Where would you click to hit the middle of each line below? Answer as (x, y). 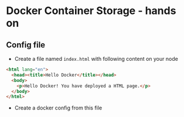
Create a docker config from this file (58, 108)
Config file (26, 45)
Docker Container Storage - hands (91, 11)
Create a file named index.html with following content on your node (96, 59)
